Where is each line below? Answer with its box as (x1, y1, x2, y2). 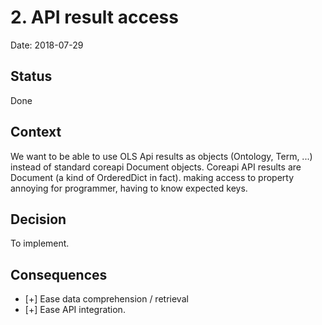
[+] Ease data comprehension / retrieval (24, 293, 189, 305)
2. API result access (10, 6, 179, 29)
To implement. (10, 237, 70, 250)
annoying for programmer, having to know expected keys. (10, 182, 248, 194)
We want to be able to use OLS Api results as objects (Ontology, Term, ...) (10, 150, 313, 162)
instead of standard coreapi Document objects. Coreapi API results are (10, 161, 302, 173)
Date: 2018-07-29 (10, 39, 84, 51)
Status (10, 68, 53, 85)
